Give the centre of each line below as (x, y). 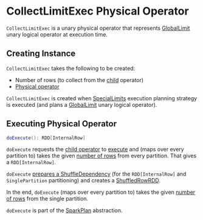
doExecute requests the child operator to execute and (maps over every (95, 150)
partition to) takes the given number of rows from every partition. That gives (101, 156)
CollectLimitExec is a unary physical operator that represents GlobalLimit (98, 28)
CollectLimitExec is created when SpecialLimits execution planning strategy (102, 98)
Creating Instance (41, 54)
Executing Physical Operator (62, 124)
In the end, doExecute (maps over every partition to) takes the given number (101, 192)
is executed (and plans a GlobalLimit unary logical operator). (82, 105)
